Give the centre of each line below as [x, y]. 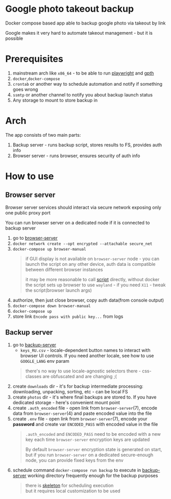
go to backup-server [34, 344]
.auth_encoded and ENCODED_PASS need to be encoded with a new [93, 434]
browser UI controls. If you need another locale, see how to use [87, 356]
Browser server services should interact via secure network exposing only [83, 207]
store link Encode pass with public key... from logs [68, 316]
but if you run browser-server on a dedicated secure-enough [89, 455]
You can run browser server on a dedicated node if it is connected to [78, 222]
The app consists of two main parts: [43, 135]
